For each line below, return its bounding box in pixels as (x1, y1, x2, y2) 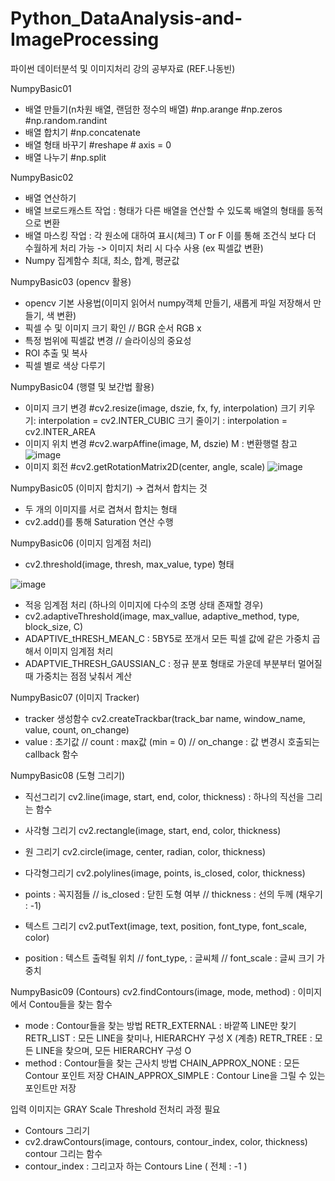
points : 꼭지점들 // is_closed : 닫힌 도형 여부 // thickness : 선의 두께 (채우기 (24, 888, 323, 900)
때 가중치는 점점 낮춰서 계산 (24, 670, 133, 682)
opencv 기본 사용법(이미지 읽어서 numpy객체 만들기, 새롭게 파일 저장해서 (24, 297, 312, 309)
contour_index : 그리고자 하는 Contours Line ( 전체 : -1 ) (24, 1160, 248, 1172)
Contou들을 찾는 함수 (28, 998, 113, 1010)
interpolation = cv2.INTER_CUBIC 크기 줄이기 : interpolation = (38, 414, 288, 426)
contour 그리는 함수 (24, 1147, 103, 1159)
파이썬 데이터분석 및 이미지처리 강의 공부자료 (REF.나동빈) (10, 62, 236, 74)
